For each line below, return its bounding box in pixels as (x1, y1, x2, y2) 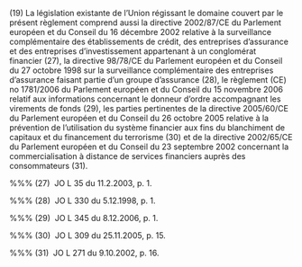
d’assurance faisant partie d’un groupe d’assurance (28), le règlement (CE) (9, 75, 287, 85)
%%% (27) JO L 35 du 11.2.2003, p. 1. (9, 178, 152, 188)
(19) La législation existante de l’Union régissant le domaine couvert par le (9, 8, 284, 18)
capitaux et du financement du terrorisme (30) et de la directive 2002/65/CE (9, 132, 293, 142)
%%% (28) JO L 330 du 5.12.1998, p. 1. (9, 195, 156, 206)
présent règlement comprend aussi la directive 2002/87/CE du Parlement (9, 17, 282, 28)
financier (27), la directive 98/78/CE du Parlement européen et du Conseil (9, 56, 283, 66)
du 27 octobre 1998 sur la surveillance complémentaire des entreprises (9, 65, 274, 76)
